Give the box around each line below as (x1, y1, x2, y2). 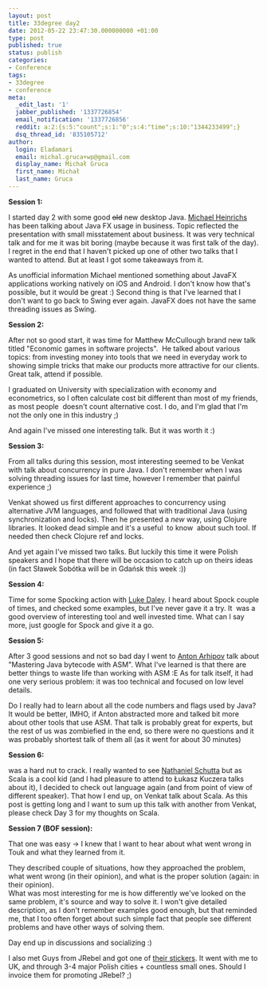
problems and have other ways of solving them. (8, 922, 165, 931)
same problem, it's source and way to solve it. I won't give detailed (8, 896, 227, 907)
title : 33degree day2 (8, 19, 80, 27)
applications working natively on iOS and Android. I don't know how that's (8, 279, 251, 288)
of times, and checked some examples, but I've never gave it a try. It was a (8, 603, 256, 613)
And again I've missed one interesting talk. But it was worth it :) (8, 425, 215, 435)
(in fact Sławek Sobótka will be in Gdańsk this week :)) (8, 564, 187, 573)
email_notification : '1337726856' (15, 116, 130, 124)
